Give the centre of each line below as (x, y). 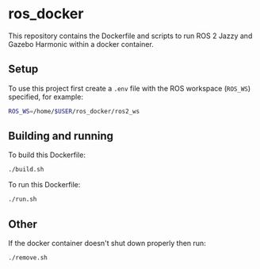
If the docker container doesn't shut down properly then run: (107, 243)
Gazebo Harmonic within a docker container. (81, 44)
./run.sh (23, 199)
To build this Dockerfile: (47, 155)
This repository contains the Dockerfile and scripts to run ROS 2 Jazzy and (130, 36)
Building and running (61, 136)
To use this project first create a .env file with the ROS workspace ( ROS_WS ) (130, 88)
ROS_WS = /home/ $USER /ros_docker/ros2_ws (74, 111)
